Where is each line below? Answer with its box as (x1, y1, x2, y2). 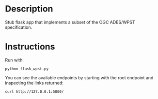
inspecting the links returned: (5, 80, 64, 86)
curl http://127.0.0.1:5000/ (5, 89, 64, 94)
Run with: (5, 57, 24, 63)
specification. (5, 24, 32, 30)
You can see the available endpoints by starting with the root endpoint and (5, 74, 154, 80)
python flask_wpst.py (5, 66, 49, 71)
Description (5, 3, 53, 14)
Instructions (5, 41, 55, 52)
